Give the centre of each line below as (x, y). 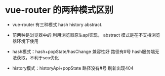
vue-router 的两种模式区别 (59, 10)
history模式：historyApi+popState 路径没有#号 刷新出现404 (73, 68)
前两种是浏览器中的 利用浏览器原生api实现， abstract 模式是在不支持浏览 (86, 35)
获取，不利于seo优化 (38, 57)
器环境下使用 (25, 41)
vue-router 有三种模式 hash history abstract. (57, 25)
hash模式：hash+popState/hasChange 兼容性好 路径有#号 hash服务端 (83, 51)
